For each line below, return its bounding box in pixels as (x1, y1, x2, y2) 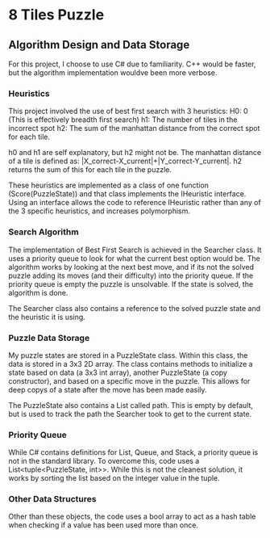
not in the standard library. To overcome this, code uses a (8, 456, 200, 466)
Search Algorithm (8, 226, 79, 237)
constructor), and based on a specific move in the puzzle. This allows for (8, 376, 251, 385)
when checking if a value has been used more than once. (8, 520, 199, 530)
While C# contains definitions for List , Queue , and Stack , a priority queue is (8, 448, 259, 457)
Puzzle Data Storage (8, 332, 90, 343)
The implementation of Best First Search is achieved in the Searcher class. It (8, 245, 262, 254)
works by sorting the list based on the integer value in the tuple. (8, 473, 220, 483)
